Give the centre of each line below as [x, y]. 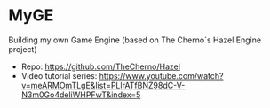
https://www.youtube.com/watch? [161, 75]
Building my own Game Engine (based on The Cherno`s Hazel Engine [135, 40]
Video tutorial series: [59, 75]
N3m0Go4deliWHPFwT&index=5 [81, 95]
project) [23, 49]
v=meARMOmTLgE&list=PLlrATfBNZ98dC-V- [103, 85]
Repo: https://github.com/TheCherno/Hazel [101, 66]
